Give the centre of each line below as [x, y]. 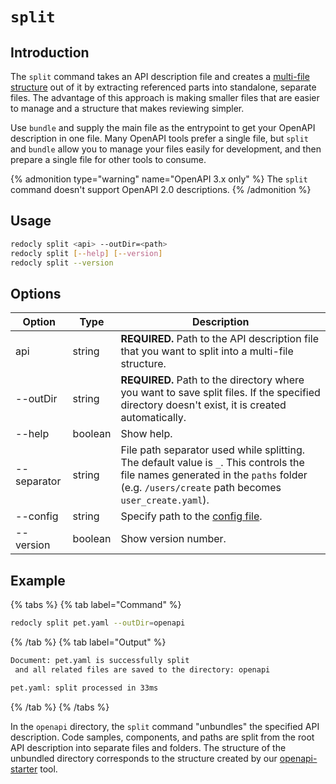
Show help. [146, 434]
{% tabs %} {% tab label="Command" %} [96, 605]
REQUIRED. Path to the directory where [212, 380]
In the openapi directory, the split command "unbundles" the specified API [165, 726]
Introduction [50, 52]
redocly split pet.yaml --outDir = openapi [98, 623]
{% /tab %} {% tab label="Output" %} [88, 642]
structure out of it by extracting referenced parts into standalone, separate [163, 87]
